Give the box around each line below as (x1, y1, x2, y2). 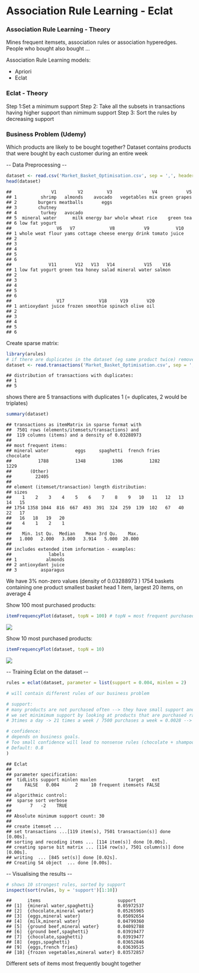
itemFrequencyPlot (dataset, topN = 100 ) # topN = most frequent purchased (6, 613, 195, 619)
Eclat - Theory (6, 89, 49, 97)
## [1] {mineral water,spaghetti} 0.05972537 (6, 903, 145, 909)
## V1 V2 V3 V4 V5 (6, 189, 192, 195)
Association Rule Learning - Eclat (6, 4, 173, 18)
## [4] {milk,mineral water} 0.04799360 (6, 918, 145, 924)
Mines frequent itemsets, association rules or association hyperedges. (6, 39, 178, 46)
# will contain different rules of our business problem (6, 690, 150, 696)
